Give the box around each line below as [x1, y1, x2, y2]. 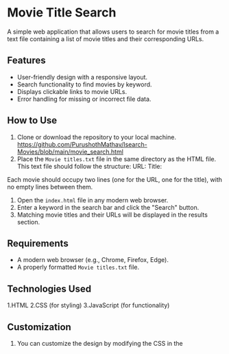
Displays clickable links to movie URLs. [16, 87, 128, 95]
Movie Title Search [7, 5, 117, 21]
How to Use [7, 115, 58, 126]
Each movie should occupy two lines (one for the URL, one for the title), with [7, 175, 223, 183]
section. [16, 217, 40, 226]
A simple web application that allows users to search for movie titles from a [7, 27, 219, 36]
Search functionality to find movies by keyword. [16, 80, 152, 88]
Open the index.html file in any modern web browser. [16, 196, 169, 204]
